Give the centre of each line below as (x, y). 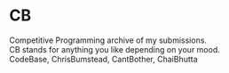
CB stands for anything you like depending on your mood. (114, 49)
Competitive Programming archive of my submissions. (108, 40)
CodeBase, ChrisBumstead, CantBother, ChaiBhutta (103, 59)
